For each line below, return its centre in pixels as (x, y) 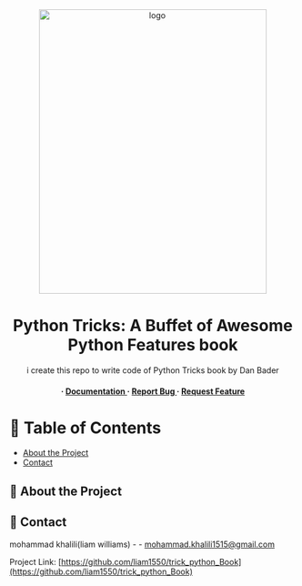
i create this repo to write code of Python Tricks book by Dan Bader (153, 370)
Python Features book (153, 345)
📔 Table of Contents (86, 428)
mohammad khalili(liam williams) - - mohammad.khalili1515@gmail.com (142, 544)
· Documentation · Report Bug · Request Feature (153, 391)
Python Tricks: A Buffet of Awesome (153, 326)
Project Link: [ (35, 561)
